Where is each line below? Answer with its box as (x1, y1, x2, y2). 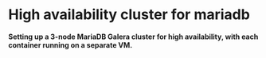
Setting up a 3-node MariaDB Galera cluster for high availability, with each (8, 32, 259, 41)
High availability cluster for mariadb (8, 6, 251, 24)
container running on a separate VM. (8, 40, 133, 49)
